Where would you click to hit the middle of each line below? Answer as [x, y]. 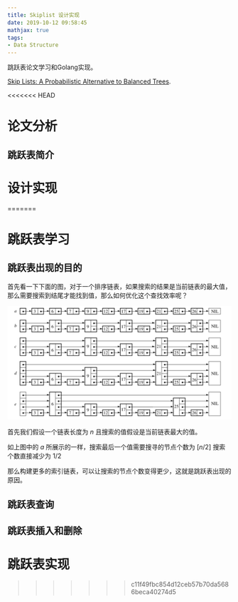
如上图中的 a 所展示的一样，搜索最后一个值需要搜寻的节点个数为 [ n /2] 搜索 [117, 447]
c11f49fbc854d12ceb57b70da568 [180, 584]
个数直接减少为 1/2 [34, 456]
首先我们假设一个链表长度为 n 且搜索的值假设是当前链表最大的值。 [104, 432]
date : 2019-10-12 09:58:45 [47, 22]
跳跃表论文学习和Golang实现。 [52, 67]
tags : [15, 38]
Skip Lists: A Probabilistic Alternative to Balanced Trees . [89, 81]
